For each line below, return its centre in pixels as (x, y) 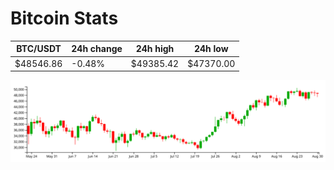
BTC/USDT (39, 49)
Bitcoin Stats (64, 18)
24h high (155, 49)
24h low (211, 49)
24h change (97, 49)
